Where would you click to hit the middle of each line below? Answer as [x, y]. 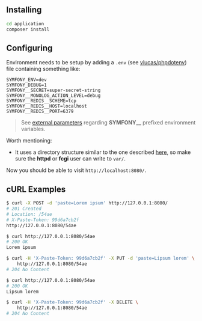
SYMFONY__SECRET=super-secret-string [54, 90]
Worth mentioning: [29, 141]
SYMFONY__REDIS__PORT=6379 [40, 112]
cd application [25, 23]
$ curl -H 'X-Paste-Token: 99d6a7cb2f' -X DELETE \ [72, 302]
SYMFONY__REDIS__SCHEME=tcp [41, 101]
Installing [24, 10]
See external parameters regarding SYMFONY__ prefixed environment [108, 123]
